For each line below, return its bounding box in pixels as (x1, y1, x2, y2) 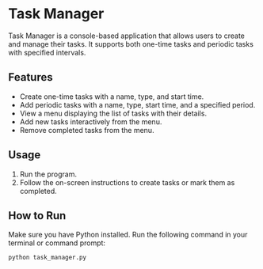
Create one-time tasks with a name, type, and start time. (19, 92, 204, 101)
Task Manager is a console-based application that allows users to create (8, 31, 246, 40)
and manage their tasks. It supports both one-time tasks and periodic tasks (8, 39, 253, 48)
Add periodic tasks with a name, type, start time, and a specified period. (19, 100, 256, 109)
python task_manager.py (8, 254, 87, 262)
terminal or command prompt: (8, 238, 105, 248)
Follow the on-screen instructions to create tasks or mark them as (19, 177, 235, 187)
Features (8, 70, 53, 84)
